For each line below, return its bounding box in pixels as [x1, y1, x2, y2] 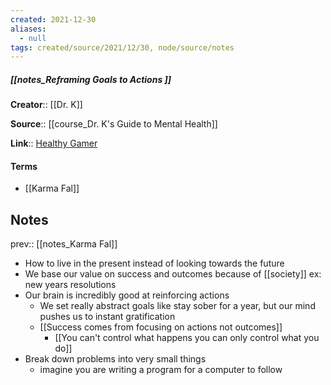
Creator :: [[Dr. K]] [10, 99, 83, 111]
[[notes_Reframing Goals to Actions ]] [10, 73, 172, 85]
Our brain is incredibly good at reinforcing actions [24, 289, 230, 301]
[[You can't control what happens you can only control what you [54, 332, 320, 344]
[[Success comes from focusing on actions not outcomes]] [39, 321, 283, 333]
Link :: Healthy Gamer [10, 137, 98, 150]
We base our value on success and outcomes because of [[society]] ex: [24, 268, 322, 280]
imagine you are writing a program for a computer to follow [39, 364, 283, 376]
